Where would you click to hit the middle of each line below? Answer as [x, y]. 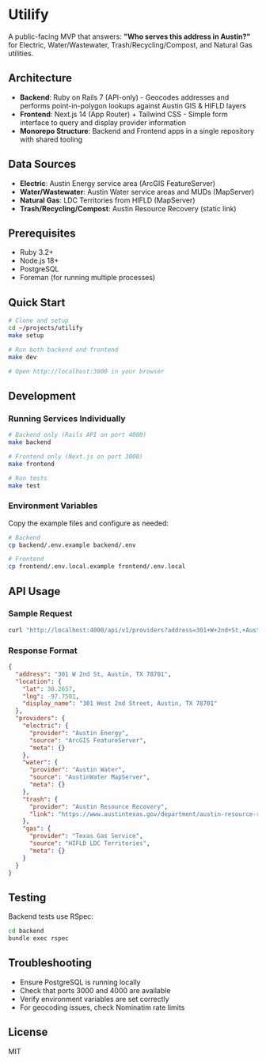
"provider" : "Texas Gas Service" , [86, 836]
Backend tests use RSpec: [51, 916]
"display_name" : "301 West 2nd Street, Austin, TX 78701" [120, 704]
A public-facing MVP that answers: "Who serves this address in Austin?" [129, 36]
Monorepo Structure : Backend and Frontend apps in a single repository [137, 131]
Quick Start [37, 302]
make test [25, 485]
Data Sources [42, 164]
